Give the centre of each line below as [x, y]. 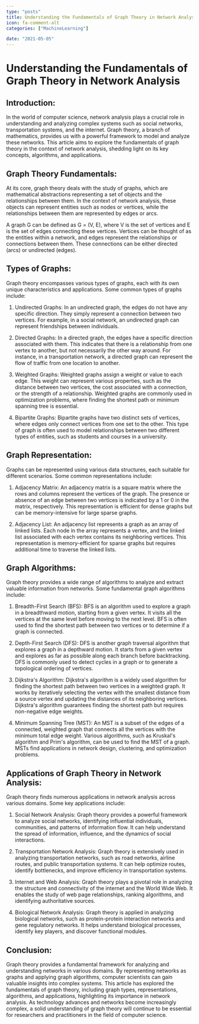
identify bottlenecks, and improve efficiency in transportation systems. [101, 871]
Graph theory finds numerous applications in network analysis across [91, 797]
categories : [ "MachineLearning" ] [47, 28]
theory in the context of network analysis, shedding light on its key [87, 149]
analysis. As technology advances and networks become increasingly [91, 1002]
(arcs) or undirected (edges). [41, 250]
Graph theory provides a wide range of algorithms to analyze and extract [95, 582]
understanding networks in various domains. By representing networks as [96, 971]
